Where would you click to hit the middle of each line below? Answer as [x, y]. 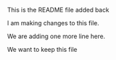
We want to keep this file [42, 49]
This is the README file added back [58, 10]
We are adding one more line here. [56, 36]
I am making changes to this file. [53, 23]
